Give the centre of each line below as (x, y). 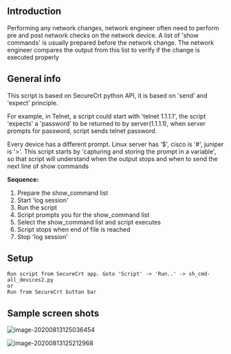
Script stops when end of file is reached (74, 229)
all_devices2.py (30, 280)
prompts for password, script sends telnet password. (82, 131)
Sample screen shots (53, 313)
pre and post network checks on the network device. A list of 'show (103, 35)
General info (34, 79)
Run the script (37, 207)
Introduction (34, 11)
